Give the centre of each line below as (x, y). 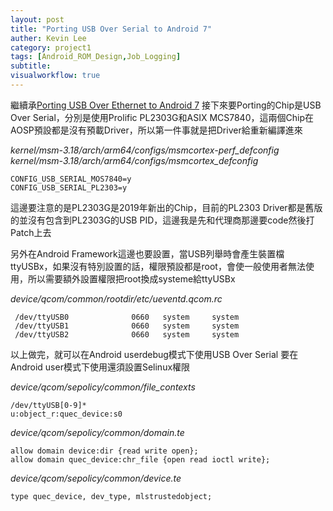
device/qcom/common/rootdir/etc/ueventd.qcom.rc (116, 298)
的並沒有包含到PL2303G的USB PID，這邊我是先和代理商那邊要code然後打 (162, 220)
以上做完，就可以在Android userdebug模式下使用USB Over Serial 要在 (154, 354)
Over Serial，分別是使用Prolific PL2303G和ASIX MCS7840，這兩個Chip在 (162, 117)
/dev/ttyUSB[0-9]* (48, 405)
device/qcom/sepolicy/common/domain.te (97, 432)
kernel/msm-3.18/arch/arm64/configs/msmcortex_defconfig (134, 160)
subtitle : (31, 66)
